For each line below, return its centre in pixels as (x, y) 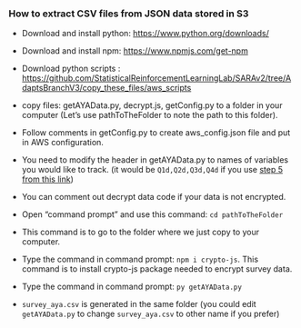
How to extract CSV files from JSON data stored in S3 (129, 14)
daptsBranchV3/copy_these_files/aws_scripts (106, 88)
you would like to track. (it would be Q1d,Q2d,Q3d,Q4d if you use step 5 (152, 170)
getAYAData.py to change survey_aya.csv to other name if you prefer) (150, 314)
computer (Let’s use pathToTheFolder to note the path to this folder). (150, 115)
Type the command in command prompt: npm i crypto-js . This (140, 259)
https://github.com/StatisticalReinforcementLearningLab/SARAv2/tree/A (156, 78)
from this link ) (48, 179)
